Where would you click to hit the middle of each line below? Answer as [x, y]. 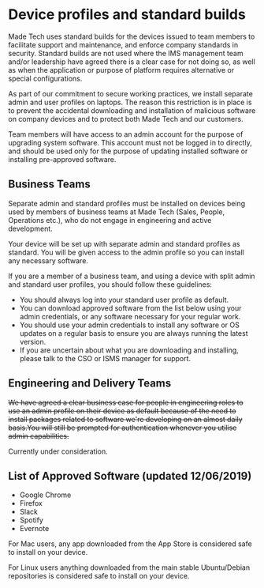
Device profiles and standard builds [127, 15]
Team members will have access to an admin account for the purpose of [126, 134]
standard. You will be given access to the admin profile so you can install [126, 252]
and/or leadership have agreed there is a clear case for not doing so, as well [132, 62]
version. [33, 341]
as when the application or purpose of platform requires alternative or [121, 70]
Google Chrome [45, 495]
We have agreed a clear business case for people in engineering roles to [126, 402]
